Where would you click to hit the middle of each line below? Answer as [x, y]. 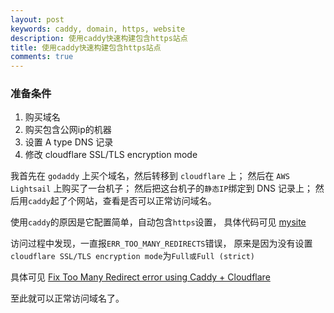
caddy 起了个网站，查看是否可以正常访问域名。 [122, 201]
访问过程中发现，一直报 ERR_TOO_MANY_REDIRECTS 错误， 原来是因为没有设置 [161, 243]
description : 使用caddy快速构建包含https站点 [99, 38]
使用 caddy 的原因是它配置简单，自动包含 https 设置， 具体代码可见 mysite [158, 222]
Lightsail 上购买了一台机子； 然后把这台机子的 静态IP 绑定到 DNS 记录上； [161, 188]
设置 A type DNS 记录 [69, 142]
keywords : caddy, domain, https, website [98, 29]
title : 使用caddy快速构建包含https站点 [86, 47]
